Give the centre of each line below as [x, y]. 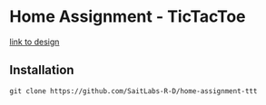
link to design [34, 42]
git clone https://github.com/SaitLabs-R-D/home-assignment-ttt [133, 91]
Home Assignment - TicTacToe [128, 17]
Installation [42, 70]
